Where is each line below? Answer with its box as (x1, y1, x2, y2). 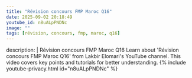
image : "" (6, 25, 31, 31)
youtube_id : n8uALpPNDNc (6, 19, 67, 25)
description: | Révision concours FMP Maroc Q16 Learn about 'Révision (6, 46, 179, 53)
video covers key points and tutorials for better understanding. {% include (6, 59, 186, 66)
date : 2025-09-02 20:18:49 (6, 14, 73, 20)
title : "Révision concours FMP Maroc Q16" (6, 8, 112, 15)
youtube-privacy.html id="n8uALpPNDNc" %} (6, 65, 118, 72)
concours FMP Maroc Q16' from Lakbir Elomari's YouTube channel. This (6, 53, 181, 60)
